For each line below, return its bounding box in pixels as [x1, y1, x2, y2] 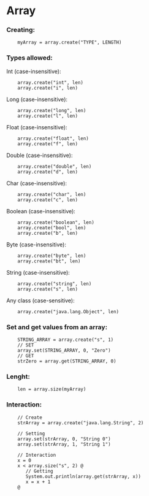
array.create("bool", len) [17, 224, 86, 231]
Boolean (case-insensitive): [6, 207, 75, 215]
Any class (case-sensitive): [6, 297, 75, 304]
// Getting [25, 468, 53, 474]
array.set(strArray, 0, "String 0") [17, 436, 112, 442]
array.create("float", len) [17, 135, 89, 142]
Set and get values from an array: [6, 322, 108, 331]
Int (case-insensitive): [6, 67, 61, 75]
